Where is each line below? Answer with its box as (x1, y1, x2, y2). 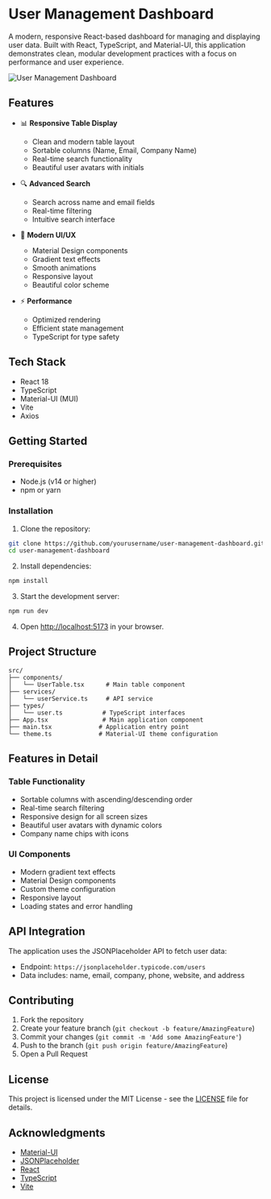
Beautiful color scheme (31, 280, 110, 289)
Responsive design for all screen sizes (19, 811, 148, 821)
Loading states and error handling (19, 901, 133, 911)
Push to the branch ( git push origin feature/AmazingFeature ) (19, 1041, 228, 1051)
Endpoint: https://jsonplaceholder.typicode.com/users (19, 961, 206, 972)
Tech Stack (8, 356, 66, 369)
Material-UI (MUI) (19, 393, 79, 403)
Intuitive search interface (31, 214, 115, 224)
